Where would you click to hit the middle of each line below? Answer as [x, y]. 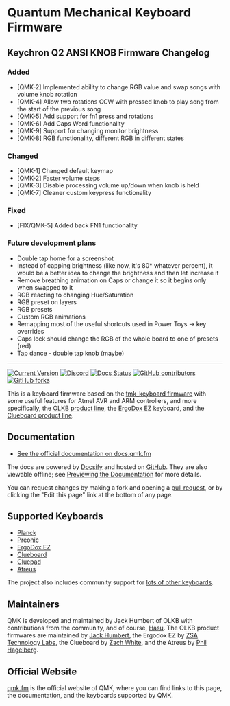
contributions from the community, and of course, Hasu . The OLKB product [113, 628]
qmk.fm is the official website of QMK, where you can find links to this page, [115, 688]
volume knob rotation [47, 94]
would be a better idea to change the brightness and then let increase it [118, 273]
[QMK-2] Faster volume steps [59, 178]
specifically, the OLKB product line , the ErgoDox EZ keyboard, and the [106, 408]
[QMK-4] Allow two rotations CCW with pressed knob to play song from [118, 102]
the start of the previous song [59, 109]
